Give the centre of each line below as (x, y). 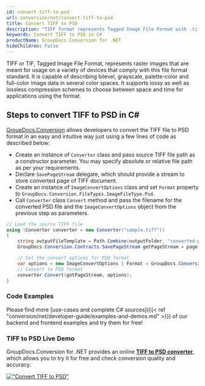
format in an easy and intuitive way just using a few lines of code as (92, 136)
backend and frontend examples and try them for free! (75, 322)
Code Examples (30, 296)
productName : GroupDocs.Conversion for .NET (64, 40)
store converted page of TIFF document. (66, 180)
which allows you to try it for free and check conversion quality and (91, 359)
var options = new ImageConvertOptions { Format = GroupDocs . (98, 263)
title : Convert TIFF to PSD (42, 23)
